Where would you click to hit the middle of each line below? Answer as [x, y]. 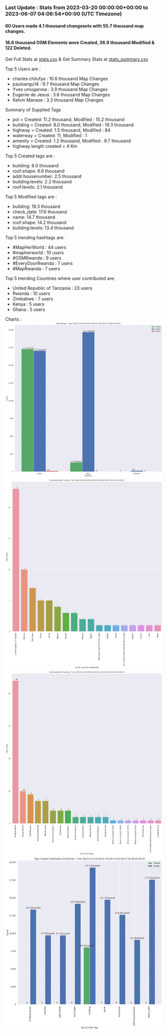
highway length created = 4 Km [45, 146]
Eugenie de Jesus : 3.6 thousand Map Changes [61, 94]
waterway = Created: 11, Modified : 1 [50, 135]
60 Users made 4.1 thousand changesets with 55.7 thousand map [74, 26]
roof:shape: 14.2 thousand [39, 222]
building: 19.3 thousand [36, 206]
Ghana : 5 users [29, 309]
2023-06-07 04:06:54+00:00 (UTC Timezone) [63, 14]
